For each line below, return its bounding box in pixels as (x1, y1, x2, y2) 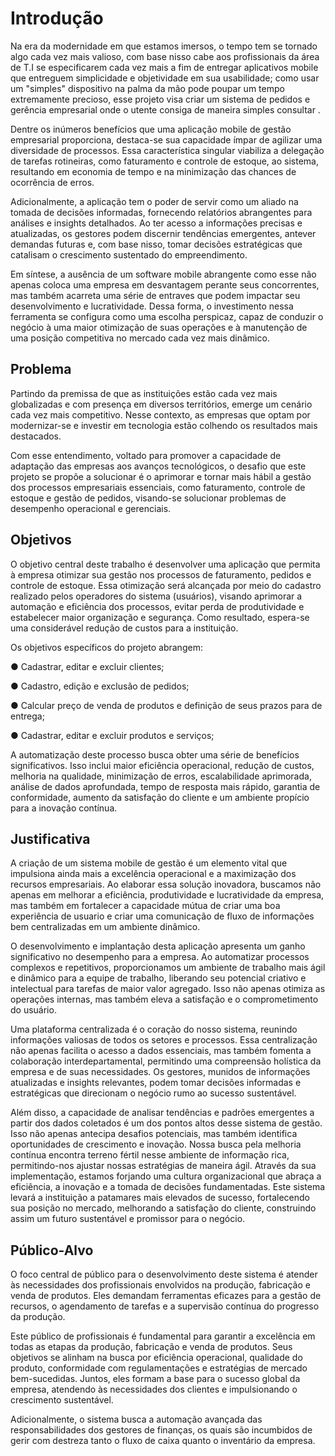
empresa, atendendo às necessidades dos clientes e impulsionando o (10, 1383, 298, 1396)
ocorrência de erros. (10, 176, 95, 188)
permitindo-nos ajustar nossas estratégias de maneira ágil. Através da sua (10, 1160, 317, 1172)
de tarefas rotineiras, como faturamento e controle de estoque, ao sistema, (10, 155, 319, 167)
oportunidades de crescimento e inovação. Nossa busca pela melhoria (10, 1138, 302, 1151)
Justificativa (10, 830, 91, 847)
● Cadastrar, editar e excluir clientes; (10, 660, 165, 672)
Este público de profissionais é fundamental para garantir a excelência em (10, 1330, 316, 1342)
